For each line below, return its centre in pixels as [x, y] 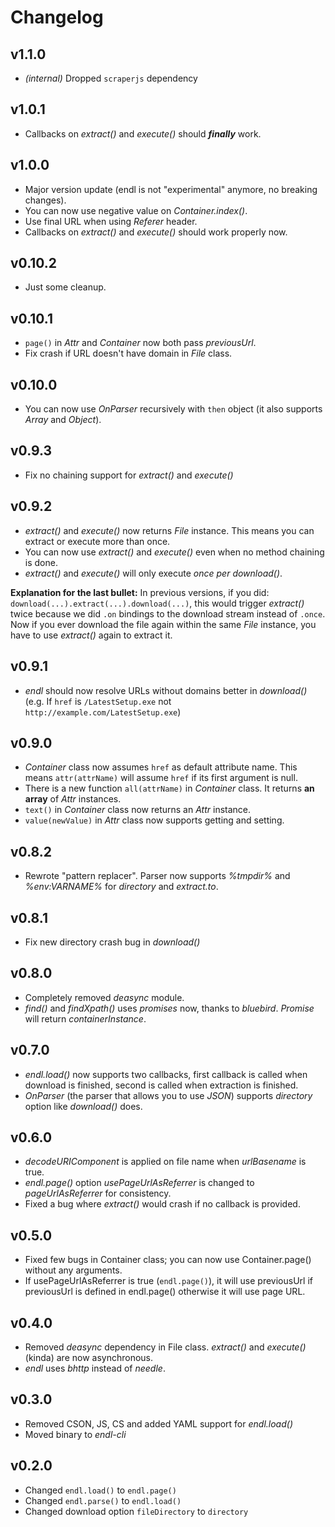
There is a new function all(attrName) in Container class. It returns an [169, 788]
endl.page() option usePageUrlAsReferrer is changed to [139, 1183]
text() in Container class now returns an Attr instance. [138, 810]
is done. [41, 562]
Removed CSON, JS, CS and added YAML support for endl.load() [158, 1423]
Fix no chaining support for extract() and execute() [129, 475]
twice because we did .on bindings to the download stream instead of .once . [168, 613]
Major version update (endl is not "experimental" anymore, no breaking [171, 189]
